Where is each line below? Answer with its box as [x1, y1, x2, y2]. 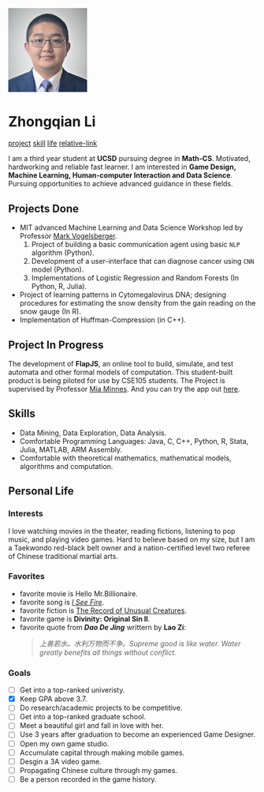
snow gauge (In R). [19, 307, 81, 317]
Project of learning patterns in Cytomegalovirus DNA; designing [19, 290, 227, 299]
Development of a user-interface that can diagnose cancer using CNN [31, 257, 255, 266]
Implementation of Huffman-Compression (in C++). [19, 315, 187, 325]
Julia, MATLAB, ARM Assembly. [19, 445, 122, 454]
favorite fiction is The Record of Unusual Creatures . [19, 606, 188, 615]
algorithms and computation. [19, 461, 113, 471]
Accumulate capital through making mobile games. [19, 748, 185, 757]
